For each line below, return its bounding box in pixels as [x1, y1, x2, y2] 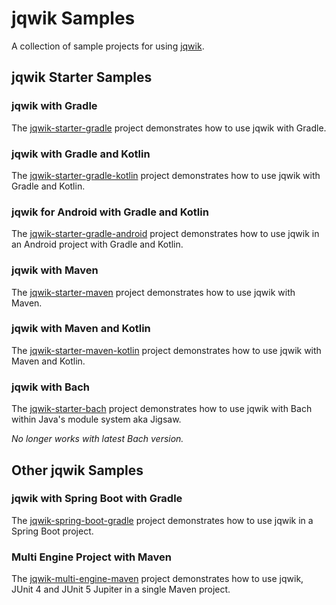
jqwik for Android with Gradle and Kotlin [11, 205, 209, 219]
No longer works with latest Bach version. [11, 433, 184, 445]
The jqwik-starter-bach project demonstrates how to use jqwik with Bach [11, 403, 313, 415]
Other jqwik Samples [11, 462, 144, 479]
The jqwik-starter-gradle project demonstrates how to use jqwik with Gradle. [11, 122, 327, 134]
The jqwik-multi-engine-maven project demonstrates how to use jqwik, [11, 573, 304, 585]
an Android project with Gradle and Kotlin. [11, 238, 184, 251]
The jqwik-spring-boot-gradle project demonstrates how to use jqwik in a [11, 514, 314, 526]
